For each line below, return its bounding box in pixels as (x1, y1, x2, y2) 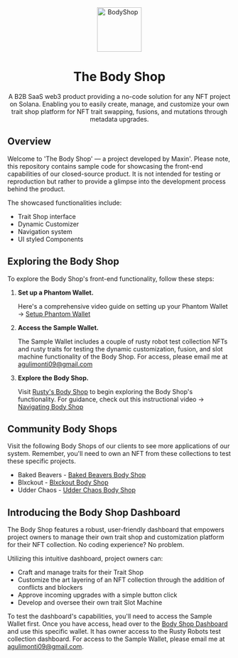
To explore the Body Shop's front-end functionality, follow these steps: (7, 274, 215, 283)
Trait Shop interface (17, 212, 76, 221)
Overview (7, 135, 52, 148)
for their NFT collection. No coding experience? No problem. (7, 541, 185, 549)
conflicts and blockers (17, 583, 83, 592)
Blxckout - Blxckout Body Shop (17, 478, 109, 487)
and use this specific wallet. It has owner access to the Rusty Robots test (7, 627, 222, 636)
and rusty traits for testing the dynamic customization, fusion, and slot (17, 344, 223, 353)
